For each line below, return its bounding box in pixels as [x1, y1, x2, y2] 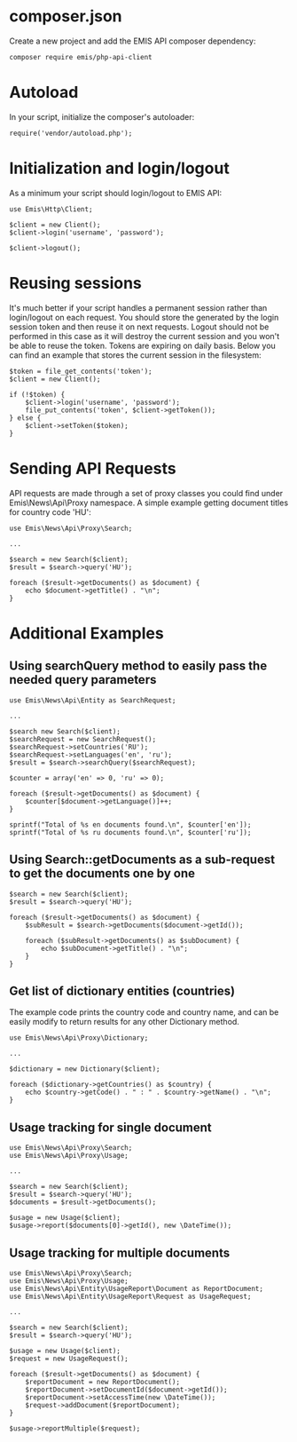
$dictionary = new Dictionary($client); [9, 1065, 161, 1074]
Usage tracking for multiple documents [9, 1245, 231, 1260]
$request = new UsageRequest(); [9, 1354, 129, 1363]
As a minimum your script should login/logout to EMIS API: [9, 187, 223, 198]
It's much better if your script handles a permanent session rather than [9, 302, 268, 313]
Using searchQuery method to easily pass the [9, 659, 268, 674]
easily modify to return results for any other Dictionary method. [9, 1017, 239, 1027]
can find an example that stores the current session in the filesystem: [9, 349, 262, 360]
